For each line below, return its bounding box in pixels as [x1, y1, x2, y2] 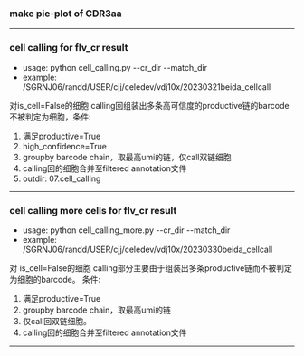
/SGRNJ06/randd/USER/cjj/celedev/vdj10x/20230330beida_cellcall [22, 244, 273, 255]
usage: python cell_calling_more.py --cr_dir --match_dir [22, 225, 231, 236]
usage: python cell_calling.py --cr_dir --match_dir [22, 62, 208, 72]
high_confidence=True [22, 140, 107, 151]
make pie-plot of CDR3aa [9, 7, 122, 20]
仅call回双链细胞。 [22, 315, 92, 326]
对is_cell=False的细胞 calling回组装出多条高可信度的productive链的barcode [9, 100, 290, 111]
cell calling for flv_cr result [9, 42, 128, 54]
